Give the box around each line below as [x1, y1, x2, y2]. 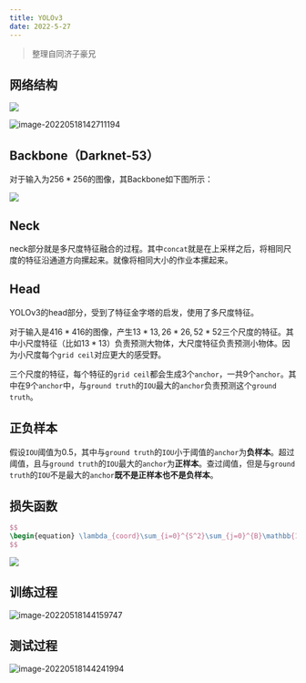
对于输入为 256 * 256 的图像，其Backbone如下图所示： [9, 174, 214, 185]
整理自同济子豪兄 [31, 47, 97, 59]
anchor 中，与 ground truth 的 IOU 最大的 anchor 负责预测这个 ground [37, 379, 277, 390]
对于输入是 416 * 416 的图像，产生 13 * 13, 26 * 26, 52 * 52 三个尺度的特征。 [9, 326, 287, 337]
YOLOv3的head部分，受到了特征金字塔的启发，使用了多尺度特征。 [9, 306, 260, 317]
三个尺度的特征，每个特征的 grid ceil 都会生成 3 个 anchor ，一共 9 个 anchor [9, 368, 280, 379]
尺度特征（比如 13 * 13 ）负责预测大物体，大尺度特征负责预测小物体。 [25, 337, 282, 348]
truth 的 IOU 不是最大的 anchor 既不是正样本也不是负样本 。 [9, 469, 219, 480]
